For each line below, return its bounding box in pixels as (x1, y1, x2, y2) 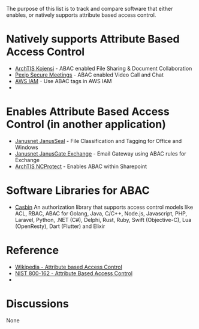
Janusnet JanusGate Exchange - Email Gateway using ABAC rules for (14, 150, 187, 157)
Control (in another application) (6, 118, 166, 131)
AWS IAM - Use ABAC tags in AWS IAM (14, 77, 112, 84)
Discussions (6, 297, 69, 310)
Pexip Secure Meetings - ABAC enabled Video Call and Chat (14, 71, 164, 78)
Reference (6, 243, 59, 257)
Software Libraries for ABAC (6, 184, 150, 197)
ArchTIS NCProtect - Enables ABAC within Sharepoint (14, 163, 147, 170)
